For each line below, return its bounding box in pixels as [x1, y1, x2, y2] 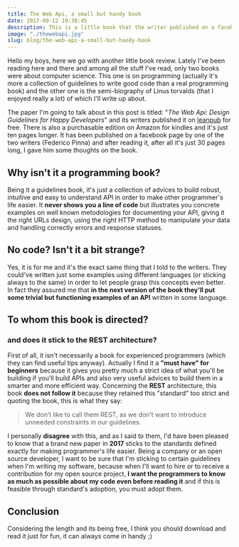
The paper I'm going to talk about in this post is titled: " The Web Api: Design [7, 108, 230, 117]
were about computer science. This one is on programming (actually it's [7, 72, 218, 80]
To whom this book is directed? [7, 314, 149, 326]
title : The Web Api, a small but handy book [7, 10, 142, 18]
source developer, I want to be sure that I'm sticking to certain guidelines [7, 454, 221, 463]
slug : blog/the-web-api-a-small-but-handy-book [7, 37, 152, 44]
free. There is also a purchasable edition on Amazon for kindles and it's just [7, 123, 229, 132]
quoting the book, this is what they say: [7, 397, 122, 405]
